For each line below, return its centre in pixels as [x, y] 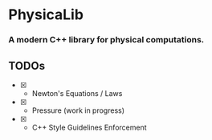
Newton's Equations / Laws [77, 93]
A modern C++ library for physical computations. [106, 40]
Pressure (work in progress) [78, 110]
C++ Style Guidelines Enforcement [89, 127]
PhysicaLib [46, 15]
